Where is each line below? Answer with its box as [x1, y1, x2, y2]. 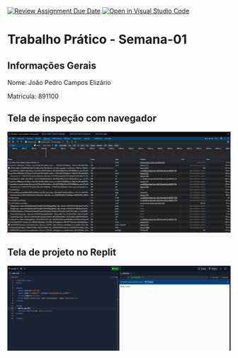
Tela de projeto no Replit [7, 246, 117, 258]
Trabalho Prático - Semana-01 [7, 32, 188, 47]
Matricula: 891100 [7, 92, 59, 100]
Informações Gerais [7, 59, 97, 71]
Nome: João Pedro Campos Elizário [7, 79, 111, 86]
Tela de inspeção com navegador [7, 112, 157, 125]
